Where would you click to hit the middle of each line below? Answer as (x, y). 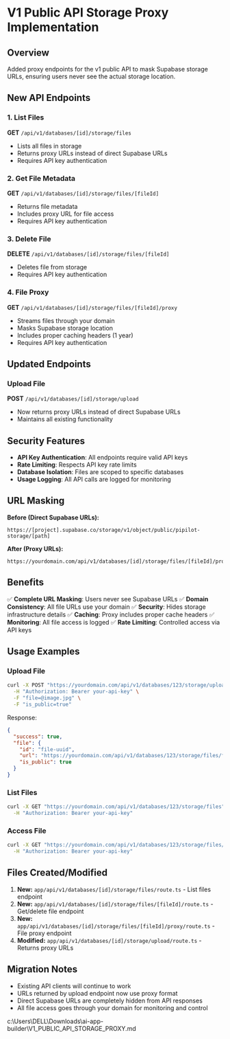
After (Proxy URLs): (35, 548)
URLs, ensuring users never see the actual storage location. (91, 76)
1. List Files (26, 118)
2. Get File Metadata (41, 178)
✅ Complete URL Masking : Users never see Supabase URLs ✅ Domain (108, 599)
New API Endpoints (49, 98)
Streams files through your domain (66, 320)
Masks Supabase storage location (65, 328)
